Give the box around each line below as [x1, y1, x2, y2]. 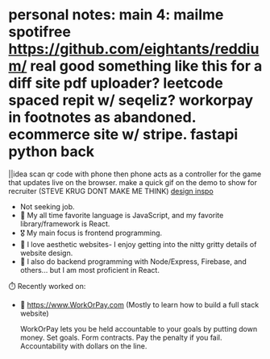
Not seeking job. [19, 201, 75, 211]
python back [8, 142, 95, 161]
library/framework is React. [19, 219, 110, 229]
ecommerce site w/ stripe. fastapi [8, 126, 239, 144]
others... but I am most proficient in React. [19, 265, 160, 274]
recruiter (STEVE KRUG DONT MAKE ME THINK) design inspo [8, 186, 214, 196]
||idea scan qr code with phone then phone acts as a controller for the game [8, 169, 262, 179]
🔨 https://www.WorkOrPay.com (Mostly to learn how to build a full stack [19, 299, 260, 309]
